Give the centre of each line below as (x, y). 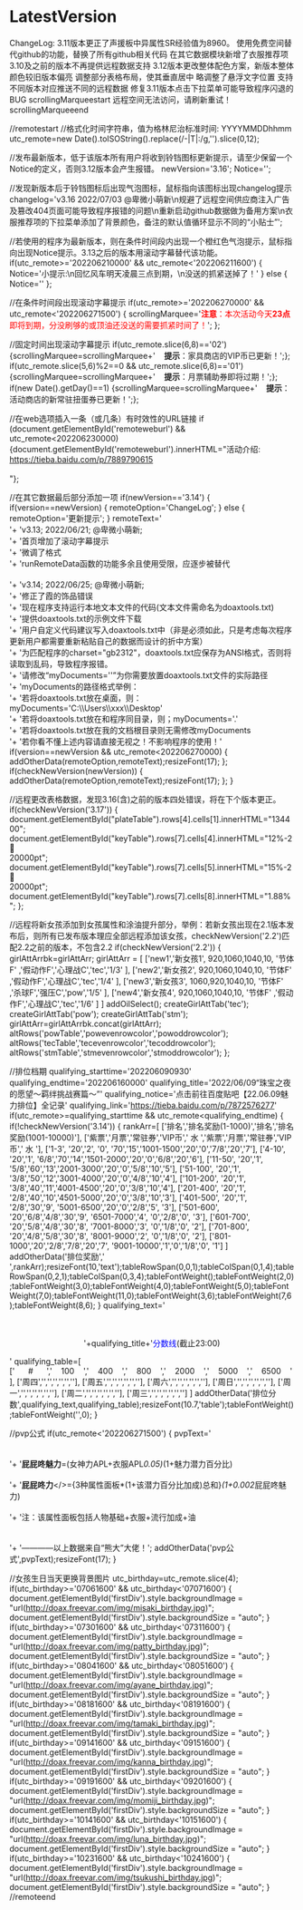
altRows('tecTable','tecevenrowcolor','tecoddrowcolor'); (113, 1042)
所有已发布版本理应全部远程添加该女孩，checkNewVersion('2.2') (161, 936)
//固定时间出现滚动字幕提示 (60, 344)
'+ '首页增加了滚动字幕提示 (59, 540)
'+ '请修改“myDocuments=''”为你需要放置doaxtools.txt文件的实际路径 (139, 675)
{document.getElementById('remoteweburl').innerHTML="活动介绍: (135, 449)
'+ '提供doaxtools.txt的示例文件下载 (76, 618)
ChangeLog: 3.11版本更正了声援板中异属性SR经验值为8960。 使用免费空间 (147, 43)
